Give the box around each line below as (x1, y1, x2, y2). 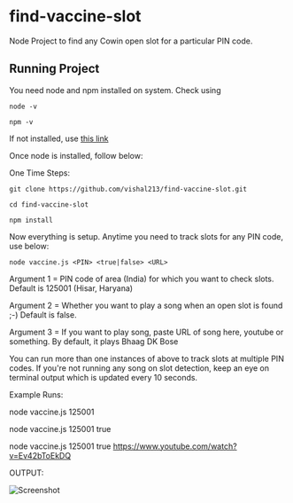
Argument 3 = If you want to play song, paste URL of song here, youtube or (9, 326, 284, 337)
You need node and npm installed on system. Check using (9, 84, 221, 95)
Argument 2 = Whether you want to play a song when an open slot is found (9, 300, 283, 310)
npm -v (9, 117, 34, 126)
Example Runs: (9, 389, 64, 400)
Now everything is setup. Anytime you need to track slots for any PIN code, (9, 231, 283, 241)
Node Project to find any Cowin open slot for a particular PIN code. (9, 35, 253, 46)
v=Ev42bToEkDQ (9, 450, 72, 460)
